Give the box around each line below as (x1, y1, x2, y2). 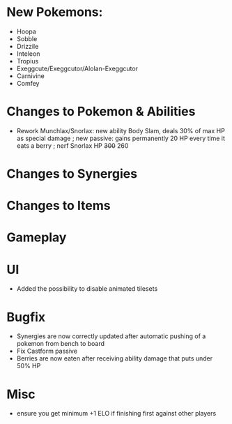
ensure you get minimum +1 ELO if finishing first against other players (16, 409, 217, 418)
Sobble (16, 34, 38, 43)
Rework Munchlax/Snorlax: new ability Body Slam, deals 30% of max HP (16, 126, 226, 135)
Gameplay (6, 229, 67, 245)
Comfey (16, 79, 40, 87)
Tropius (16, 56, 39, 65)
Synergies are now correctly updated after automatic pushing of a (16, 332, 206, 340)
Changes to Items (6, 198, 111, 213)
